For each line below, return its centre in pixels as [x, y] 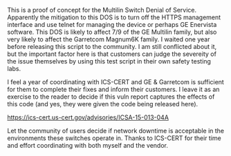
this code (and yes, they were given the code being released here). [103, 104]
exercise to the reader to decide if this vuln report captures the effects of [111, 97]
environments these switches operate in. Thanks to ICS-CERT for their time [114, 138]
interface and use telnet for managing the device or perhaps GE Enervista [112, 25]
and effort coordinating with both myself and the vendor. [87, 145]
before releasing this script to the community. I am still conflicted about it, [112, 47]
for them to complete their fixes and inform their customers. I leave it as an [113, 89]
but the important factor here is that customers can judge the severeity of [112, 54]
